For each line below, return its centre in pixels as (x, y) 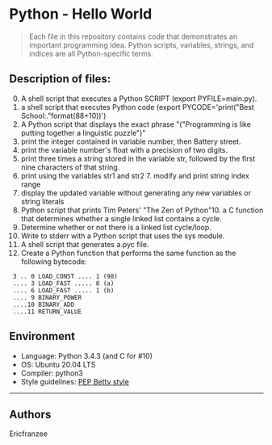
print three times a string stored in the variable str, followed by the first (138, 158)
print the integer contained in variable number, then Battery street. (131, 141)
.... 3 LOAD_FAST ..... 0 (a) (63, 283)
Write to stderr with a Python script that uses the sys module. (123, 236)
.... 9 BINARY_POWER (47, 297)
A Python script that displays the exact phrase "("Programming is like (136, 124)
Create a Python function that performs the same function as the (128, 253)
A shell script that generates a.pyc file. (85, 244)
